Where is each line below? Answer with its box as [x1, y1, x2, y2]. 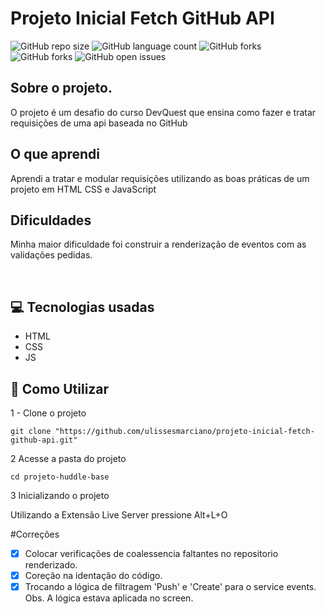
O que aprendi [10, 146, 100, 163]
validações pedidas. [10, 249, 93, 261]
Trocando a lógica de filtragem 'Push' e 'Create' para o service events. [24, 581, 317, 593]
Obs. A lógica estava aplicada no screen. [24, 592, 194, 604]
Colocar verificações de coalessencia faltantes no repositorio [24, 548, 279, 559]
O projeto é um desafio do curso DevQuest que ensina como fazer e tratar [10, 106, 317, 118]
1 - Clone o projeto [10, 407, 87, 419]
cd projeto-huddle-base [10, 472, 110, 482]
